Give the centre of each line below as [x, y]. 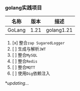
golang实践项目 [24, 7]
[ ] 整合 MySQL [25, 55]
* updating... [17, 83]
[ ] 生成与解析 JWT [29, 49]
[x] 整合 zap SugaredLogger [38, 43]
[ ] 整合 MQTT [24, 68]
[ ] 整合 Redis [25, 61]
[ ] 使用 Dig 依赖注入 [31, 73]
